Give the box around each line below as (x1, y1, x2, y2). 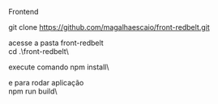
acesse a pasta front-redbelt (8, 38, 104, 48)
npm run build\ (8, 86, 58, 96)
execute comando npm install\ (8, 62, 109, 72)
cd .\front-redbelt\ (8, 47, 69, 56)
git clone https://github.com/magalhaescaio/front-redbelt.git (8, 23, 210, 31)
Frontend (8, 7, 39, 16)
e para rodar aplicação (8, 78, 84, 87)
